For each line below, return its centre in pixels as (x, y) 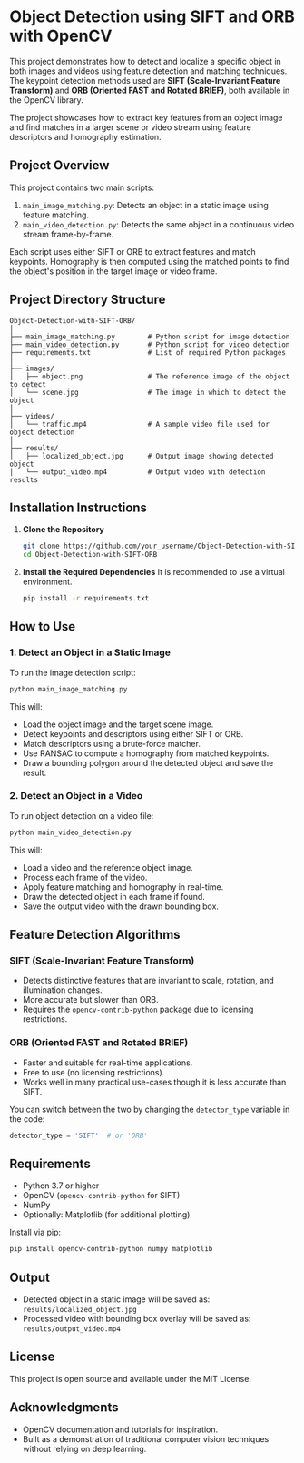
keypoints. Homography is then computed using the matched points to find (149, 261)
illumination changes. (62, 990)
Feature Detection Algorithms (95, 935)
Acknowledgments (64, 1408)
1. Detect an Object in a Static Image (90, 652)
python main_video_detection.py (70, 832)
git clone (41, 546)
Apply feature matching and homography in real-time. (123, 887)
